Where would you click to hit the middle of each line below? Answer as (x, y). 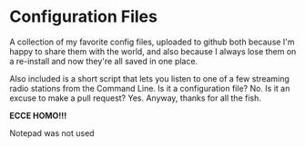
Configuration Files (83, 17)
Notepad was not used (52, 132)
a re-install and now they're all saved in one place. (104, 61)
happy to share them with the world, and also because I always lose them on (153, 51)
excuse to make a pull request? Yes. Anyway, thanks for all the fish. (136, 98)
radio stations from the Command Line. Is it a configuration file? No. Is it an (150, 88)
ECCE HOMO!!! (38, 115)
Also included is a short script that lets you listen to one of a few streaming (149, 78)
